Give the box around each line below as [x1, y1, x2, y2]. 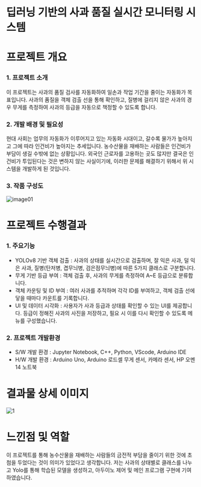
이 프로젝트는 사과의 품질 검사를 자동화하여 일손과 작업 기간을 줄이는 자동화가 [6, 88, 187, 95]
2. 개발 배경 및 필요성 [6, 120, 64, 129]
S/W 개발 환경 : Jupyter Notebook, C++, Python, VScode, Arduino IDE [14, 348, 187, 356]
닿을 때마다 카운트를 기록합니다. [14, 294, 89, 302]
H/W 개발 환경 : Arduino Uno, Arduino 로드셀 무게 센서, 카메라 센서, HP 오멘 [14, 356, 196, 363]
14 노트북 [14, 363, 37, 371]
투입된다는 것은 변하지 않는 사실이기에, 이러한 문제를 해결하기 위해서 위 [22, 158, 188, 165]
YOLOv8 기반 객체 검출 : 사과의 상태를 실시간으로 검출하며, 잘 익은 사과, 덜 [14, 256, 190, 264]
